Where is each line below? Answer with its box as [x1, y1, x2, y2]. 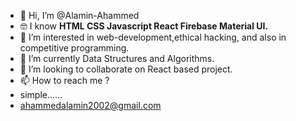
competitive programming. [19, 42, 130, 54]
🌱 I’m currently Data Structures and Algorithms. [19, 53, 215, 64]
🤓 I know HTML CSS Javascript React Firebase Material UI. [19, 20, 269, 32]
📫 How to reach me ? [19, 75, 110, 86]
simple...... [19, 89, 63, 100]
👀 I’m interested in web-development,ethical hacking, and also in [19, 31, 287, 43]
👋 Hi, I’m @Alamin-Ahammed [19, 10, 140, 21]
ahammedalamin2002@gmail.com [19, 100, 162, 111]
